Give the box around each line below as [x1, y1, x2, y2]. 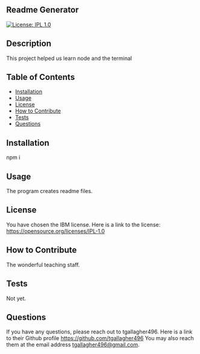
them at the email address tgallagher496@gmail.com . [6, 341, 140, 349]
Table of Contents [6, 72, 76, 82]
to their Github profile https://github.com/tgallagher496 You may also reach [6, 335, 195, 342]
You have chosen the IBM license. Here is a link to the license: [6, 221, 161, 228]
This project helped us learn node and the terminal [6, 54, 132, 62]
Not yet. [6, 295, 26, 302]
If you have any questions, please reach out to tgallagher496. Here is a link [6, 328, 193, 335]
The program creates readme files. [6, 188, 93, 195]
